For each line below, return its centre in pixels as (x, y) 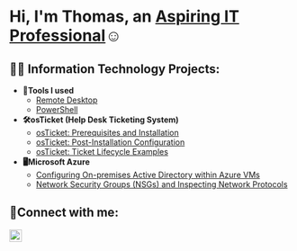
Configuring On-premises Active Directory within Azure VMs (148, 175)
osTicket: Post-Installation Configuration (110, 142)
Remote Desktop (67, 100)
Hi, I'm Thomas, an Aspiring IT (125, 17)
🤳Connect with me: (64, 213)
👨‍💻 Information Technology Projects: (115, 69)
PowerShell (57, 109)
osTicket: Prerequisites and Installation (108, 133)
